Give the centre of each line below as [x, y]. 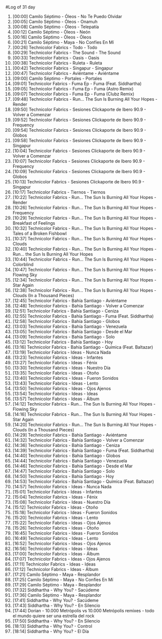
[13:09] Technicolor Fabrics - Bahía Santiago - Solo [64, 337]
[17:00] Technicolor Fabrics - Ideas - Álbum [56, 554]
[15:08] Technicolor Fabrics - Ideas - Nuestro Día [61, 502]
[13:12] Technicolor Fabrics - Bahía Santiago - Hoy [63, 342]
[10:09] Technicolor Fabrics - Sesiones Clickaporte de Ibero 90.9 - [79, 171]
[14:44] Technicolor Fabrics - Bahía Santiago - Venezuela [70, 461]
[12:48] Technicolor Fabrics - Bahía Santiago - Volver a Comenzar [78, 306]
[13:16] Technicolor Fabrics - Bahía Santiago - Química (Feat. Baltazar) [83, 347]
